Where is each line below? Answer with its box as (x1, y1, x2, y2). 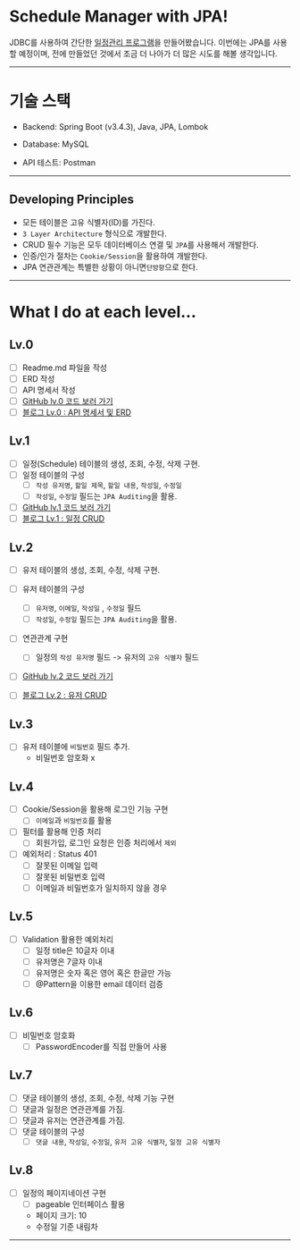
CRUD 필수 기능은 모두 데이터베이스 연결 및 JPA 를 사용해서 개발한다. (21, 239, 259, 249)
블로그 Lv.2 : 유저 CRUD (21, 690, 107, 701)
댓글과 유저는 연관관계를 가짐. (21, 1115, 126, 1126)
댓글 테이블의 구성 (21, 1126, 85, 1136)
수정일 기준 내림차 (35, 1220, 98, 1231)
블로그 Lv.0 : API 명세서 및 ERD (21, 407, 132, 418)
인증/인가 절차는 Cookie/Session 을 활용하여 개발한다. (21, 250, 208, 261)
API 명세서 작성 (21, 384, 76, 395)
